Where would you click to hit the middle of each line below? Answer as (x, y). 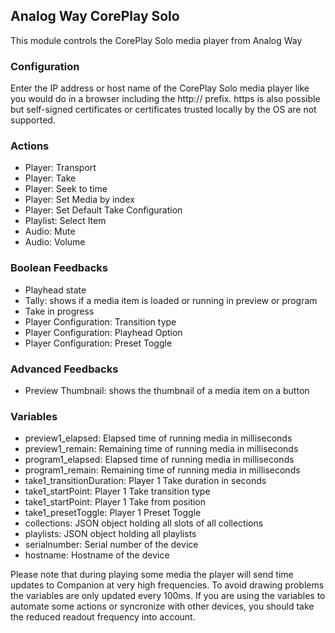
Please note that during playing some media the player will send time (152, 575)
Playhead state (55, 290)
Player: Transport (60, 168)
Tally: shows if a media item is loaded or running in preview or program (171, 300)
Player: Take (50, 178)
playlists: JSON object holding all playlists (110, 534)
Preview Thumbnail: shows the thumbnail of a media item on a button (167, 390)
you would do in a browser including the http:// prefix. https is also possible (165, 99)
